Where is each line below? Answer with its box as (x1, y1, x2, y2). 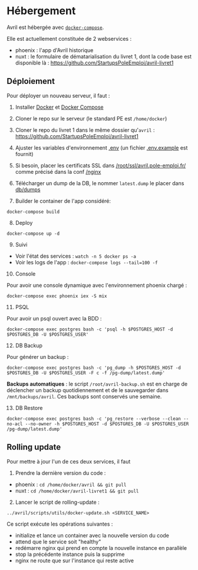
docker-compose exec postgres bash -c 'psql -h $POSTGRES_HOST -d (6, 326, 173, 332)
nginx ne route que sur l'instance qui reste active (15, 557, 134, 564)
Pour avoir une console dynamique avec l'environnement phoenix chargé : (6, 281, 187, 289)
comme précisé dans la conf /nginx (15, 168, 101, 175)
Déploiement (6, 76, 55, 86)
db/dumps (15, 186, 41, 193)
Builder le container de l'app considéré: (15, 197, 111, 205)
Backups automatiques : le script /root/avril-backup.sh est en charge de (6, 380, 188, 387)
